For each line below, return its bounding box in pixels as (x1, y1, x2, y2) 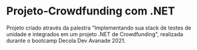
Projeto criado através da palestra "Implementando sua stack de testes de (6, 24, 192, 31)
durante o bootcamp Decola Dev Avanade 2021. (6, 37, 126, 44)
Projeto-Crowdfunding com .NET (6, 4, 176, 18)
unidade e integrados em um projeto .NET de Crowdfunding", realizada (6, 30, 184, 37)
